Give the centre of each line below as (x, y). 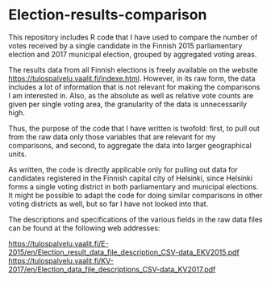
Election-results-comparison (108, 15)
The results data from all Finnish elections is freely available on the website (133, 69)
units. (17, 154)
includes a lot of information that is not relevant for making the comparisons (134, 87)
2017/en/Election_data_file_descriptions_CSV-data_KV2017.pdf (112, 269)
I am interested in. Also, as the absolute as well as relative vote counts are (131, 95)
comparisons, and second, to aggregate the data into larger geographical (130, 145)
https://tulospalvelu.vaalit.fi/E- (58, 243)
